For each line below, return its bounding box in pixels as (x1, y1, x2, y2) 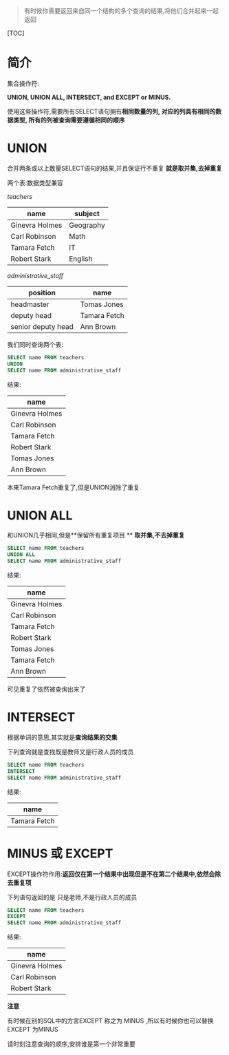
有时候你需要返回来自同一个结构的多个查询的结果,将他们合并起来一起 (23, 7, 219, 14)
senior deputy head (10, 321, 74, 331)
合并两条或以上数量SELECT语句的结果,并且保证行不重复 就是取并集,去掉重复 (7, 164, 222, 172)
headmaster (10, 299, 50, 309)
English (68, 254, 93, 264)
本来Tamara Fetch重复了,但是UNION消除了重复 (7, 483, 140, 491)
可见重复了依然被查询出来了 (7, 685, 86, 694)
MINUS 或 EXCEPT (7, 846, 113, 861)
